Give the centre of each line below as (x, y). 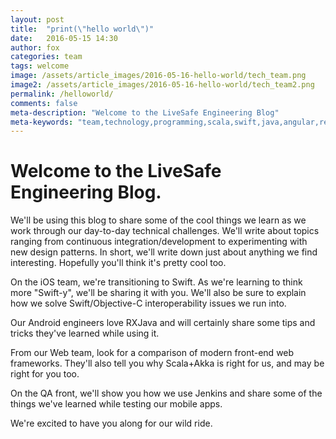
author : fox (35, 47)
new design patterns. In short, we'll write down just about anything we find (164, 252)
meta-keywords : (42, 122)
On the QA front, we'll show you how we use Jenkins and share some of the (166, 393)
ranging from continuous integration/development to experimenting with (159, 242)
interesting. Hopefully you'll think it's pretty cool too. (118, 263)
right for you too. (45, 374)
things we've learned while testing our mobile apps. (116, 404)
